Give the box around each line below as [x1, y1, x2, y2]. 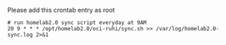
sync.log [7, 31, 33, 38]
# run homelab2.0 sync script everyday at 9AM [7, 19, 147, 26]
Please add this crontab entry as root [7, 6, 115, 14]
